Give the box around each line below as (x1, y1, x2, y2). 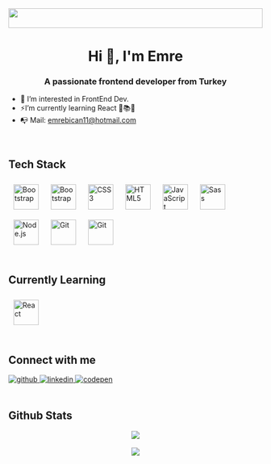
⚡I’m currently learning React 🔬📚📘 (19, 103, 135, 113)
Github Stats (8, 409, 73, 423)
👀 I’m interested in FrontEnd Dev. (19, 94, 129, 104)
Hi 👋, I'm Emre (87, 48, 184, 65)
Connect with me (8, 353, 97, 366)
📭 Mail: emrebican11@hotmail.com (19, 115, 137, 125)
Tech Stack (8, 157, 66, 171)
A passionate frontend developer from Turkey (44, 76, 227, 87)
